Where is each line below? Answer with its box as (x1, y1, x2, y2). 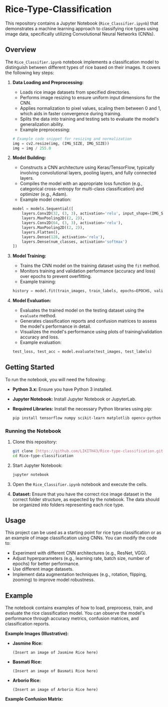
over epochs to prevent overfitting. (20, 273, 92, 279)
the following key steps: (5, 69, 54, 76)
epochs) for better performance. (12, 560, 80, 567)
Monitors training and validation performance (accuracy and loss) (20, 268, 155, 274)
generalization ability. (20, 121, 64, 127)
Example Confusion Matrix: (5, 696, 64, 702)
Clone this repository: (12, 439, 57, 445)
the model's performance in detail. (20, 323, 91, 329)
